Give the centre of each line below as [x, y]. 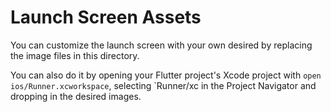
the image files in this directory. [75, 55]
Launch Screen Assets [106, 17]
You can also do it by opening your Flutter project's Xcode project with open [166, 75]
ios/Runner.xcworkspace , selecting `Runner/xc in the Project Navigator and [163, 85]
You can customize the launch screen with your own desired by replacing [161, 45]
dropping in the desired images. [76, 96]
